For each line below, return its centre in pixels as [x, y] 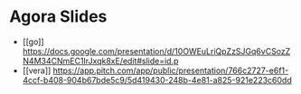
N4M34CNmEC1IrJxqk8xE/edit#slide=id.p [100, 61]
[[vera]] [37, 70]
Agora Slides [58, 17]
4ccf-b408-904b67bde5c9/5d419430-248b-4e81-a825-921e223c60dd [157, 80]
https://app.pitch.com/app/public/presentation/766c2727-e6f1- [171, 70]
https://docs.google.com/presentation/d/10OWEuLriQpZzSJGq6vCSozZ [156, 51]
